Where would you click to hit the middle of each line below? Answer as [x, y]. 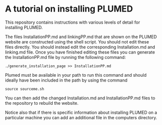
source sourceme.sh [25, 89]
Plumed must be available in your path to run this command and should [76, 75]
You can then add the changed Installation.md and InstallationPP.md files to [80, 98]
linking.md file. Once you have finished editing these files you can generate [80, 52]
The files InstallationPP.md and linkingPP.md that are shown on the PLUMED [81, 37]
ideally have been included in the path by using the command [66, 80]
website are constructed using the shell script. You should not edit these [77, 42]
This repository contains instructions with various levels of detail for [73, 22]
